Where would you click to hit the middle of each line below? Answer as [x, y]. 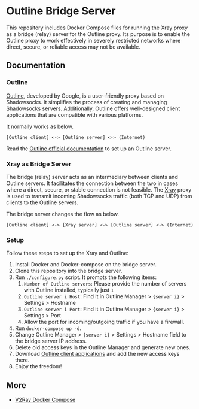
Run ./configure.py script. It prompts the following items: [86, 277]
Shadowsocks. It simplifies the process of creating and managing [87, 102]
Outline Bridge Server [61, 11]
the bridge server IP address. [51, 341]
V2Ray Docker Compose [45, 400]
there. [22, 360]
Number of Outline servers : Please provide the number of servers [105, 284]
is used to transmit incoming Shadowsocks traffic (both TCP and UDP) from [99, 196]
